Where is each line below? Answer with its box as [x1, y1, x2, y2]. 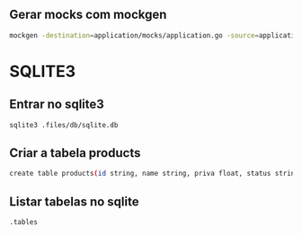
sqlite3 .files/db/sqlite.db [9, 120, 119, 129]
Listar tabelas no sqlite [9, 194, 139, 209]
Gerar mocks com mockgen [9, 7, 167, 22]
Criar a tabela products [9, 145, 141, 160]
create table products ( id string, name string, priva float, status [9, 169, 271, 178]
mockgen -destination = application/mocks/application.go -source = [9, 30, 259, 39]
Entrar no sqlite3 [9, 97, 105, 112]
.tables [9, 218, 39, 227]
